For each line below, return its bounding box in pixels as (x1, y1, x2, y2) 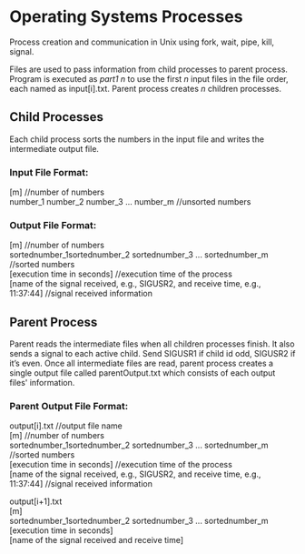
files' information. (9, 378, 75, 388)
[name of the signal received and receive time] (9, 535, 184, 546)
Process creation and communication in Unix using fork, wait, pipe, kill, (9, 36, 275, 47)
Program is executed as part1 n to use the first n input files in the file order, (9, 73, 289, 84)
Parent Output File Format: (9, 400, 129, 413)
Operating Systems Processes (9, 6, 243, 27)
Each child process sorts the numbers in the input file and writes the (9, 134, 265, 145)
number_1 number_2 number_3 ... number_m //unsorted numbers (9, 196, 251, 207)
